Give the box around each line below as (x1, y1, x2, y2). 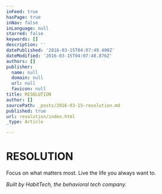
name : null (11, 69, 38, 75)
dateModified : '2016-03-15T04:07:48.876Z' (6, 53, 112, 59)
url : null (11, 81, 35, 87)
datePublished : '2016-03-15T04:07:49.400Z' (6, 47, 115, 53)
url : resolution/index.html (6, 113, 76, 119)
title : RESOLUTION (6, 91, 51, 97)
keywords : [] (6, 36, 38, 42)
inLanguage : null (6, 25, 49, 31)
